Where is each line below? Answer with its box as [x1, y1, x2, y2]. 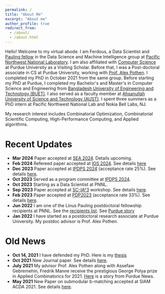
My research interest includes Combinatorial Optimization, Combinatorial [5, 111, 153, 117]
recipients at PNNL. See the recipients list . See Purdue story [12, 208, 135, 214]
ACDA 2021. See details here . [12, 284, 73, 290]
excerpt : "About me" [5, 16, 48, 21]
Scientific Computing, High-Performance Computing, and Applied [5, 116, 139, 122]
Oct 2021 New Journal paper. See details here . [12, 257, 108, 263]
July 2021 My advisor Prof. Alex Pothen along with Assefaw [12, 262, 134, 268]
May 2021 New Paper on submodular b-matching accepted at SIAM [12, 278, 151, 284]
